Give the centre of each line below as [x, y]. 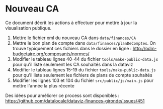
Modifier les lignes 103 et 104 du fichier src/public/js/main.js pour [83, 80]
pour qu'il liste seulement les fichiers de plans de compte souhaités [82, 75]
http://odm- [145, 48]
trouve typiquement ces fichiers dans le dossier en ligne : [72, 48]
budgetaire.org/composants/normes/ [51, 54]
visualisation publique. [28, 28]
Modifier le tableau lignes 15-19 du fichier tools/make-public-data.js [84, 70]
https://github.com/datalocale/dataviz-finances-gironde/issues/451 [75, 100]
